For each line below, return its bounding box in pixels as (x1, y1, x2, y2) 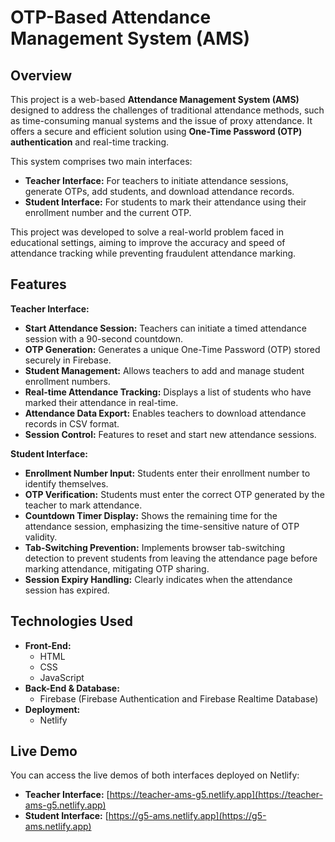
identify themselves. (24, 477, 109, 490)
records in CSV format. (24, 417, 120, 430)
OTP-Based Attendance (10, 6, 212, 29)
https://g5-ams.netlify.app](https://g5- (108, 810, 267, 822)
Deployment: (24, 703, 81, 715)
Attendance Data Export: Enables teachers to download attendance (24, 407, 307, 419)
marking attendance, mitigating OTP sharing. (24, 562, 210, 575)
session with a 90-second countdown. (24, 332, 184, 345)
